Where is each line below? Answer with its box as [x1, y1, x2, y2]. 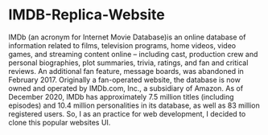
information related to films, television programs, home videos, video [8, 40, 236, 50]
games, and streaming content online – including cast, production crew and [8, 49, 258, 59]
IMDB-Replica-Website [8, 6, 165, 24]
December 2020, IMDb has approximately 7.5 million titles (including [8, 92, 234, 101]
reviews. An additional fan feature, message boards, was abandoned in [8, 66, 244, 76]
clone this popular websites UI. [8, 117, 111, 127]
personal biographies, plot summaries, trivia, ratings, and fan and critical [8, 58, 249, 67]
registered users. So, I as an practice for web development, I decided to [8, 108, 246, 118]
